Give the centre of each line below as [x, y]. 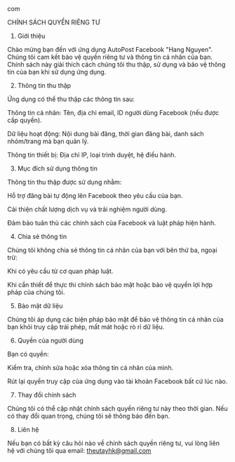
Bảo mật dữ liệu [40, 306]
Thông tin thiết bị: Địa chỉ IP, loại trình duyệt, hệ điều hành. [92, 155]
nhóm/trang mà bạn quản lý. [48, 141]
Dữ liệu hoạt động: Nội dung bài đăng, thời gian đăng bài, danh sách [106, 134]
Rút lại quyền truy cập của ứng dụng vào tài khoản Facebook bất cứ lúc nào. [117, 381]
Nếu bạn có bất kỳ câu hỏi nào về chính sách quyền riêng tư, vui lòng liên [113, 443]
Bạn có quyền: [28, 354]
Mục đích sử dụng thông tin [58, 169]
